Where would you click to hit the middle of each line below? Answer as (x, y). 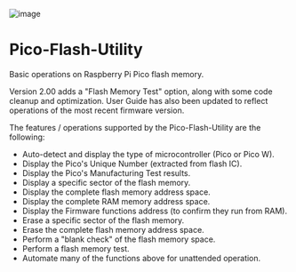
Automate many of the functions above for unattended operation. (141, 258)
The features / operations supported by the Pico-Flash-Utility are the (135, 127)
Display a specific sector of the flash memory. (106, 182)
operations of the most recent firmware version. (97, 110)
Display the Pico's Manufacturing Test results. (106, 172)
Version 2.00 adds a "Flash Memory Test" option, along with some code (141, 91)
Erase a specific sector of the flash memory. (103, 220)
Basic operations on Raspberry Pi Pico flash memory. (107, 74)
